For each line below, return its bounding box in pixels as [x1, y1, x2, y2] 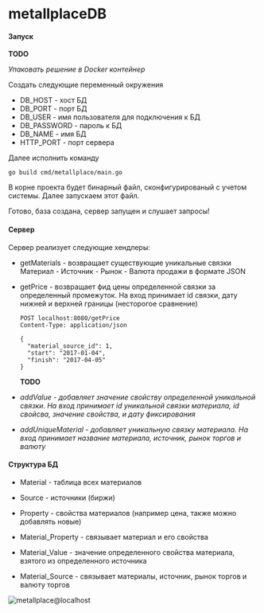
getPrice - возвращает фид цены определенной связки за [19, 282, 216, 291]
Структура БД [8, 459, 59, 470]
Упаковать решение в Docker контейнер [8, 64, 146, 74]
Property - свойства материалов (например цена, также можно [19, 508, 237, 517]
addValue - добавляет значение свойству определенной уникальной [19, 392, 256, 402]
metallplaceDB [8, 5, 107, 23]
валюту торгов [19, 580, 70, 589]
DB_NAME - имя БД [19, 129, 87, 139]
